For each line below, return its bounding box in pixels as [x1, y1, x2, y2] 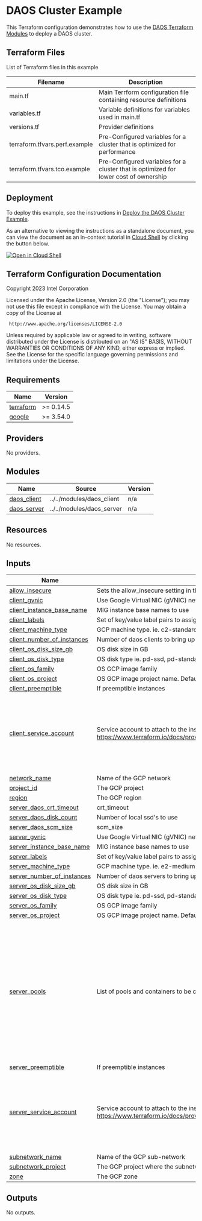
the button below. [6, 239, 50, 247]
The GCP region [96, 793, 142, 802]
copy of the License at [6, 309, 62, 317]
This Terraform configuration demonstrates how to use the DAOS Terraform [6, 24, 194, 31]
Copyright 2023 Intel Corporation [6, 285, 89, 292]
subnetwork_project [9, 1163, 66, 1171]
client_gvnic [9, 596, 43, 605]
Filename [37, 78, 65, 86]
